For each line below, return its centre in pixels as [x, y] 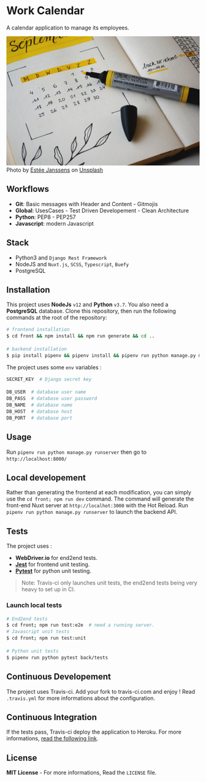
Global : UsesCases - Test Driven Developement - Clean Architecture [102, 210]
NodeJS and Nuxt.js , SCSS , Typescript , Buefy [72, 264]
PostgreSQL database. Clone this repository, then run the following [91, 311]
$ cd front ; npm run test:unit [46, 638]
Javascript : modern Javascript [54, 223]
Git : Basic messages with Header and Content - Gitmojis [86, 204]
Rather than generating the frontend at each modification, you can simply [99, 493]
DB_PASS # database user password [52, 399]
